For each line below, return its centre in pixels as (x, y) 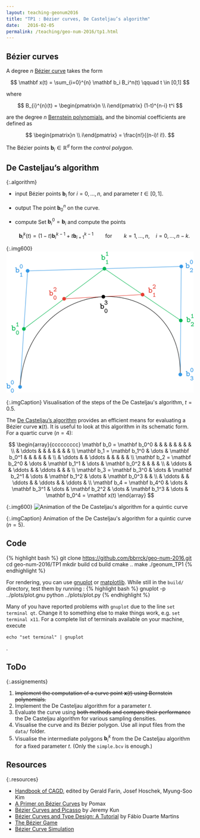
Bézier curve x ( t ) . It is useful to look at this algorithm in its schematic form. (97, 426)
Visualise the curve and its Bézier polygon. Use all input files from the (100, 725)
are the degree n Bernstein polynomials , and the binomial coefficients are (96, 117)
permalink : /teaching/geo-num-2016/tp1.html (62, 32)
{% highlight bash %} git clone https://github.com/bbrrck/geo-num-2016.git (99, 558)
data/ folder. (30, 731)
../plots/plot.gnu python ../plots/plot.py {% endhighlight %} (78, 595)
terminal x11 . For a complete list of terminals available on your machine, (95, 619)
